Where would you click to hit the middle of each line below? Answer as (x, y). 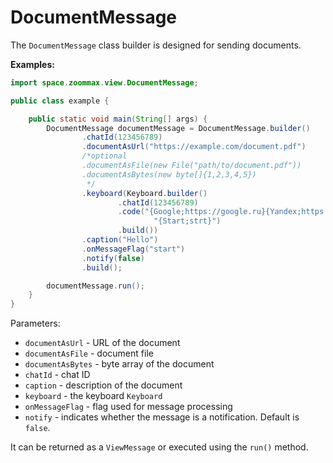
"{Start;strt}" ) (187, 221)
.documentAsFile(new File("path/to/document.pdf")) (191, 166)
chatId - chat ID (57, 375)
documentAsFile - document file (89, 353)
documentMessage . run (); (95, 286)
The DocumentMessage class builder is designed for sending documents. (156, 45)
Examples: (32, 64)
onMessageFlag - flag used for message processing (128, 407)
